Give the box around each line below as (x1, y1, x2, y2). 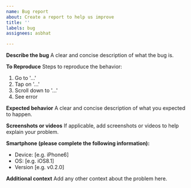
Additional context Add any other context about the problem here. (6, 175, 167, 182)
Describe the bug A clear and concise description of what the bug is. (6, 52, 174, 59)
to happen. (6, 111, 32, 118)
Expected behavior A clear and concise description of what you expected (6, 105, 186, 112)
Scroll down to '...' (14, 87, 58, 94)
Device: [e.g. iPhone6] (14, 151, 69, 159)
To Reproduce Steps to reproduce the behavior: (6, 63, 122, 70)
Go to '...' (14, 75, 36, 82)
